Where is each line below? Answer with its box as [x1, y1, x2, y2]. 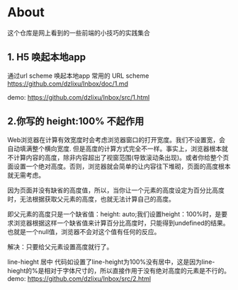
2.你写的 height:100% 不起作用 [7, 115, 144, 127]
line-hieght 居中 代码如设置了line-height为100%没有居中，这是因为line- [7, 257, 215, 266]
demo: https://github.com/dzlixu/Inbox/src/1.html [7, 93, 150, 101]
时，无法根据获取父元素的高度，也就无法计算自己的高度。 [7, 195, 175, 203]
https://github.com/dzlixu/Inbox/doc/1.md [7, 79, 129, 88]
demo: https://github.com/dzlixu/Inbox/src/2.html [7, 274, 151, 283]
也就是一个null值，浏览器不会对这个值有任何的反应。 [7, 227, 161, 236]
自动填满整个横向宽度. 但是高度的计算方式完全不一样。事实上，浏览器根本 [7, 144, 222, 153]
